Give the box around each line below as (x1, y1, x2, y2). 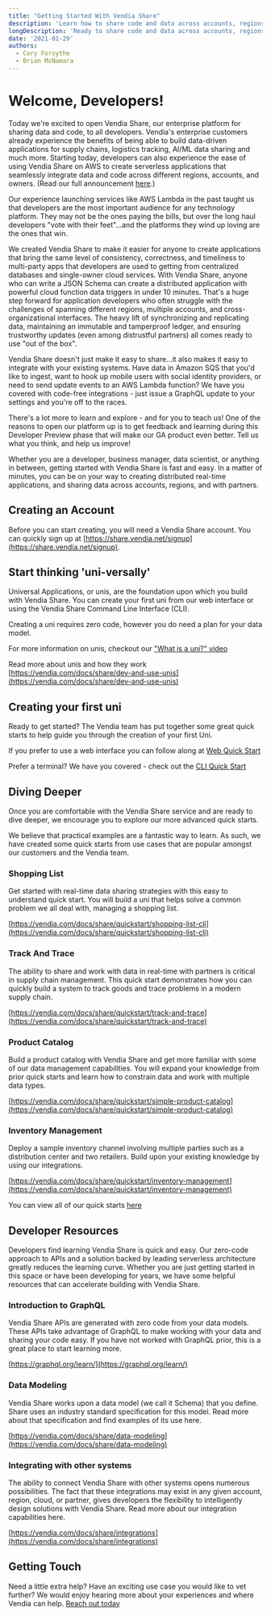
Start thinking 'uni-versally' (8, 566, 151, 579)
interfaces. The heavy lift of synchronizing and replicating (56, 313, 249, 322)
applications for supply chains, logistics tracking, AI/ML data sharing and (8, 144, 251, 154)
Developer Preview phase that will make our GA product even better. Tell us (8, 430, 260, 440)
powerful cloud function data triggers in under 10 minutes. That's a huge (8, 287, 249, 297)
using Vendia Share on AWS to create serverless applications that (8, 161, 227, 170)
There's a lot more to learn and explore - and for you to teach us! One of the (8, 413, 261, 423)
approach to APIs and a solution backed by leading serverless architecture (8, 1254, 256, 1264)
